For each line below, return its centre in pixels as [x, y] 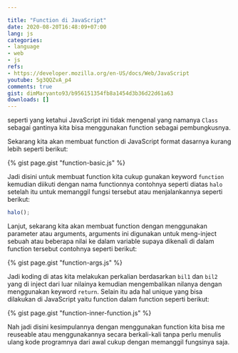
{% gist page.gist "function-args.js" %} [65, 262]
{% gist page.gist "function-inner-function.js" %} [79, 313]
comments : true [30, 86]
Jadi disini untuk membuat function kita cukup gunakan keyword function [116, 177]
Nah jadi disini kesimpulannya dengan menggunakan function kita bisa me [116, 327]
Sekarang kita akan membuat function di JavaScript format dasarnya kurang [119, 142]
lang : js [20, 34]
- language [24, 47]
